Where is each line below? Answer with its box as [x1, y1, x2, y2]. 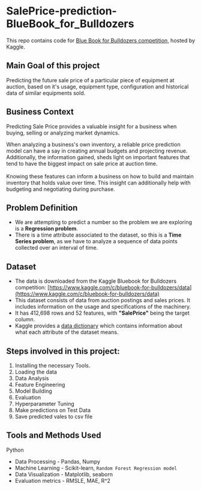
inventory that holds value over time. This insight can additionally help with [6, 179, 191, 186]
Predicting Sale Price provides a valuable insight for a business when [6, 122, 177, 130]
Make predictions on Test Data [14, 407, 91, 414]
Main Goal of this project [6, 61, 100, 71]
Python [6, 446, 24, 453]
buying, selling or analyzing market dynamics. [6, 129, 120, 136]
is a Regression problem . [14, 225, 78, 232]
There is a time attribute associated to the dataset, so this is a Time [14, 231, 182, 238]
